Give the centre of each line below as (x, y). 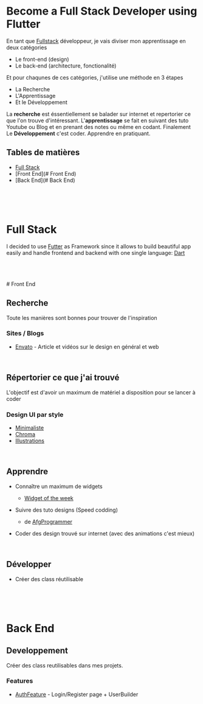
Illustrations (29, 441)
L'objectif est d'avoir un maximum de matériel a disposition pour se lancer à (101, 392)
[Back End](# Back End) (45, 180)
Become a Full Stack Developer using (102, 11)
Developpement (37, 651)
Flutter (23, 24)
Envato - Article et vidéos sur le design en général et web (87, 347)
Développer (29, 564)
